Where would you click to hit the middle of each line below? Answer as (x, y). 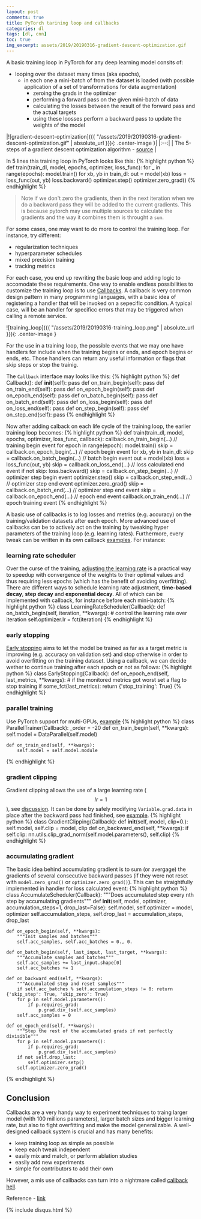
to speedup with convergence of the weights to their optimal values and (95, 575)
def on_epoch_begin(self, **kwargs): (53, 932)
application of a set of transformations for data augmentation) (100, 86)
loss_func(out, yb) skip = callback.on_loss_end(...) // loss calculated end (95, 464)
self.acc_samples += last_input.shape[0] (69, 963)
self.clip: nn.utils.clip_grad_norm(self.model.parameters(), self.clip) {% (93, 834)
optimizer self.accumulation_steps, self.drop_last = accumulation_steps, (95, 914)
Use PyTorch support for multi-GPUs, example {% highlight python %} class (100, 721)
